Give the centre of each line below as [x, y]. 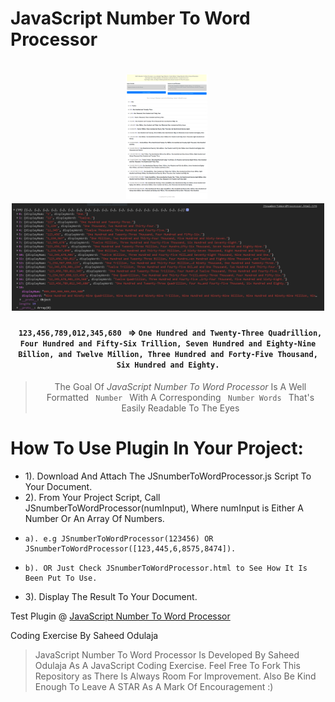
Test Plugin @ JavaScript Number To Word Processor [120, 616]
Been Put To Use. [61, 578]
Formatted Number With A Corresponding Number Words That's [180, 397]
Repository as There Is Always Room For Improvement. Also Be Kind [175, 676]
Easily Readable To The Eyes [180, 408]
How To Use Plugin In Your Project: [157, 448]
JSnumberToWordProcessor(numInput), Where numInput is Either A [164, 508]
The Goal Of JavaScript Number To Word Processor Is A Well [180, 386]
